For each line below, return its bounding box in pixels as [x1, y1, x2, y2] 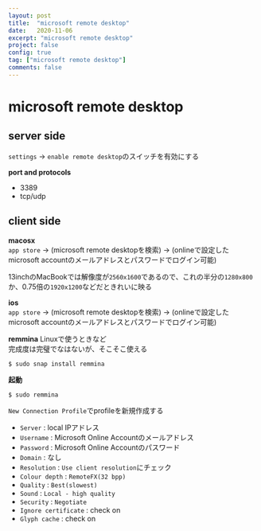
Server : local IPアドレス [19, 423, 99, 432]
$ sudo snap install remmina [8, 360, 105, 368]
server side [8, 129, 66, 143]
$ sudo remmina [8, 391, 59, 399]
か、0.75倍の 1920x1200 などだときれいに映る [8, 282, 153, 291]
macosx [8, 236, 36, 245]
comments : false [8, 64, 62, 72]
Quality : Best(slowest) [19, 479, 98, 490]
